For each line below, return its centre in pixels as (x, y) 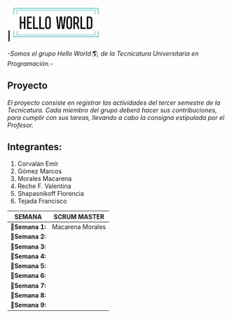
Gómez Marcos (39, 171)
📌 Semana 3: (28, 246)
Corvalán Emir (38, 164)
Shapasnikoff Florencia (50, 194)
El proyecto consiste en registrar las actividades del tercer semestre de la (114, 102)
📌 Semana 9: (28, 305)
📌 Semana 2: (28, 237)
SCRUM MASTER (79, 216)
